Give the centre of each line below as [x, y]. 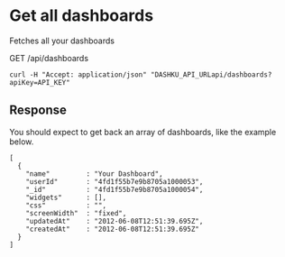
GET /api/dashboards [49, 58]
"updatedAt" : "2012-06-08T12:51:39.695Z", [115, 221]
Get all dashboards [82, 16]
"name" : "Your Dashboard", [95, 174]
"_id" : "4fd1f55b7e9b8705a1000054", [115, 189]
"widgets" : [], [66, 197]
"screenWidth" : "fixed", [76, 213]
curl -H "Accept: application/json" [78, 74]
